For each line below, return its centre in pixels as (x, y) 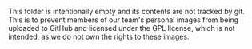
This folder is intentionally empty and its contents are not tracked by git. (127, 11)
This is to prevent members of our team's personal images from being (124, 20)
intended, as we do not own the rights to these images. (99, 36)
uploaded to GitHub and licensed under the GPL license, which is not (122, 28)
